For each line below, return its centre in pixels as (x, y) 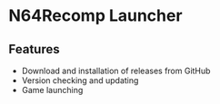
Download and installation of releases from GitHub (116, 71)
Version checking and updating (80, 80)
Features (34, 49)
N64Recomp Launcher (95, 16)
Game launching (52, 90)
